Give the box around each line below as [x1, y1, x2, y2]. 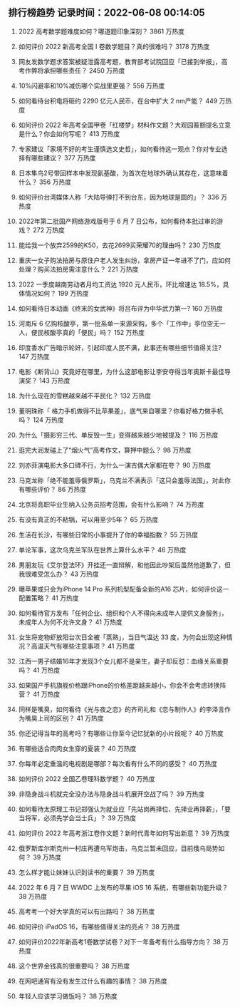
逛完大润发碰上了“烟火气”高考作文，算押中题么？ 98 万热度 [18, 445, 192, 454]
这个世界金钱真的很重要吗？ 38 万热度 [18, 961, 130, 970]
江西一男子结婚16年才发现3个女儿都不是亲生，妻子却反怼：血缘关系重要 [18, 656, 229, 665]
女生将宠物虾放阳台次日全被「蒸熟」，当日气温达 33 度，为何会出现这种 [18, 633, 226, 641]
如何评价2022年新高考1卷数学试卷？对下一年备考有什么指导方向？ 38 [18, 937, 221, 946]
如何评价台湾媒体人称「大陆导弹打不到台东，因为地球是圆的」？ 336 [18, 192, 219, 201]
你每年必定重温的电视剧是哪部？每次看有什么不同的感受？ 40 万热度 [18, 759, 218, 768]
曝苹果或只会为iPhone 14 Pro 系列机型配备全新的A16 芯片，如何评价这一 [18, 584, 229, 593]
